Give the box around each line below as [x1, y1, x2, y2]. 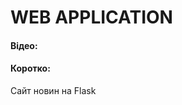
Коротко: [10, 62, 51, 75]
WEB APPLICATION [10, 6, 173, 29]
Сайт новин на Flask [10, 84, 97, 96]
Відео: [10, 39, 38, 51]
